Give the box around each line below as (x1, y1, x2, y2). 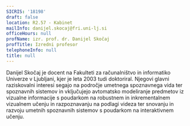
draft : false (6, 14, 38, 20)
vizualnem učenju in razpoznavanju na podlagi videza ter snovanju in (6, 100, 174, 107)
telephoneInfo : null (6, 47, 57, 53)
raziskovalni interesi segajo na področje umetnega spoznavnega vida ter (6, 81, 183, 89)
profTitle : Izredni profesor (6, 42, 78, 48)
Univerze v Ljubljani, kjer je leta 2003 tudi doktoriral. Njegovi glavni (6, 75, 170, 82)
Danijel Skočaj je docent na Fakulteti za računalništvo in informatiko (6, 69, 170, 76)
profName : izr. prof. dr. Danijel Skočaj (6, 36, 110, 42)
